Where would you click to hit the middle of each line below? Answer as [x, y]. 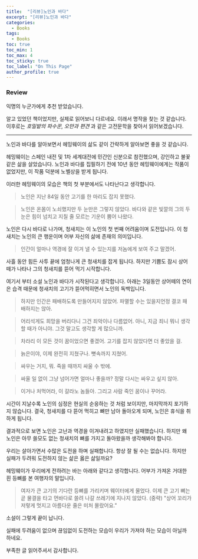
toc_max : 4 [19, 55]
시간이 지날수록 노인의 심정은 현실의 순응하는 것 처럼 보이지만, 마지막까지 [89, 403]
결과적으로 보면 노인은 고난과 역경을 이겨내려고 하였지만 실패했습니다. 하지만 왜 [97, 430]
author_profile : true [33, 72]
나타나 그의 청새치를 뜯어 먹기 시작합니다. [64, 268]
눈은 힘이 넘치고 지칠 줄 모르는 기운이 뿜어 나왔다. [77, 216]
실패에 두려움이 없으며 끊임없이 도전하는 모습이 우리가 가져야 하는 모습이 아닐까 [97, 530]
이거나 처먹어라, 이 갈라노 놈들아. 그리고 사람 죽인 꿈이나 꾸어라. [93, 391]
